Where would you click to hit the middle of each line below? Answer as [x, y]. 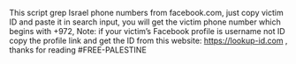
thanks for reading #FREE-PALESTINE [78, 50]
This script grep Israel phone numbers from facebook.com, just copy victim [147, 13]
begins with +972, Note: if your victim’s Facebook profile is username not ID [147, 31]
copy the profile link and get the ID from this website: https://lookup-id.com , [148, 40]
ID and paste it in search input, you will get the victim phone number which [145, 22]
